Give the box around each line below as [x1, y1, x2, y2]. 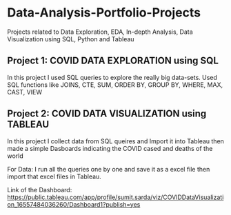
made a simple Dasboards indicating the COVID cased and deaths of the [7, 144, 213, 152]
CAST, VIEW [7, 88, 43, 96]
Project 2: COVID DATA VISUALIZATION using [7, 108, 207, 120]
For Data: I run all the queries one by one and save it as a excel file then [7, 165, 210, 173]
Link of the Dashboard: [7, 185, 72, 194]
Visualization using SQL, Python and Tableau [7, 34, 134, 43]
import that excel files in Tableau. [7, 172, 101, 181]
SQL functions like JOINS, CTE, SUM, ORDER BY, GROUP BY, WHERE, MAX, [7, 81, 223, 89]
